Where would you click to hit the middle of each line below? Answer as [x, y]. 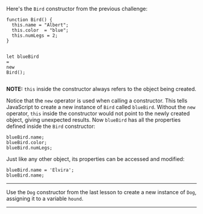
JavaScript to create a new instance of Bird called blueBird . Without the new [101, 107]
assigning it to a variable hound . [45, 199]
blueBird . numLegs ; [29, 148]
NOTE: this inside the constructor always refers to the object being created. [101, 89]
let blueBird [23, 57]
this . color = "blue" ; [40, 30]
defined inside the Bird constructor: [51, 126]
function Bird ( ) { [29, 20]
